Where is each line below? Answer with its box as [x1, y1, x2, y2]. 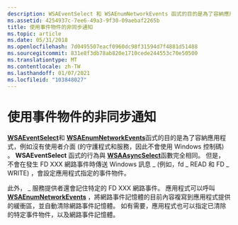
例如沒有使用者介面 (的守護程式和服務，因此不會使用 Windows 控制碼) [19, 142, 225, 151]
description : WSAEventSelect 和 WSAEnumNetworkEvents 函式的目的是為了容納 [7, 10, 225, 18]
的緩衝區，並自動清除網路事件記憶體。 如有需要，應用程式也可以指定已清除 [7, 202, 227, 210]
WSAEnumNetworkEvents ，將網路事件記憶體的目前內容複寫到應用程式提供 [7, 192, 231, 202]
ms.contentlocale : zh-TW [7, 63, 81, 70]
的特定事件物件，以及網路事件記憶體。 [7, 210, 119, 219]
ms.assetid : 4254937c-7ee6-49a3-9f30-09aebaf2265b [7, 17, 160, 24]
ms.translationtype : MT [7, 57, 78, 64]
